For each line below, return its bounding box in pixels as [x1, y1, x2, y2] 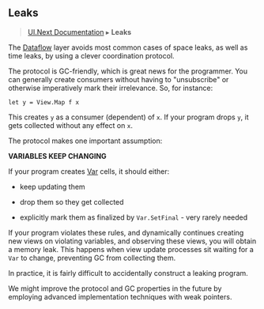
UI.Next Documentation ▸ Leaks [27, 27, 132, 36]
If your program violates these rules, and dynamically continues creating [8, 228, 244, 237]
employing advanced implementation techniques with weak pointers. [8, 292, 232, 301]
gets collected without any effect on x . [8, 120, 133, 130]
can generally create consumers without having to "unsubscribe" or [8, 74, 229, 84]
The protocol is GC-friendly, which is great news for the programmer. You [8, 66, 248, 76]
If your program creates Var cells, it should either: [8, 166, 170, 176]
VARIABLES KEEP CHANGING [8, 151, 107, 160]
